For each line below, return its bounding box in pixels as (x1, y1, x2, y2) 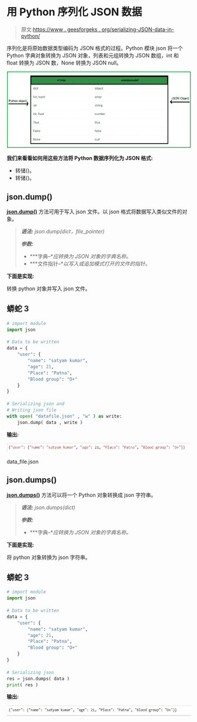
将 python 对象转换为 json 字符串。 (6, 554, 91, 561)
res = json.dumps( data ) (6, 676, 70, 682)
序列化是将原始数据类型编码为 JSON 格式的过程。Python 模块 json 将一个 (6, 45, 183, 52)
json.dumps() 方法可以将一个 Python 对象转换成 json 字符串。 (6, 491, 157, 499)
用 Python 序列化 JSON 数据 (6, 5, 142, 19)
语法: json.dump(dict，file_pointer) (20, 228, 105, 235)
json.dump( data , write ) (17, 419, 83, 425)
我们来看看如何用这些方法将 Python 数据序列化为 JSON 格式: (6, 155, 153, 162)
